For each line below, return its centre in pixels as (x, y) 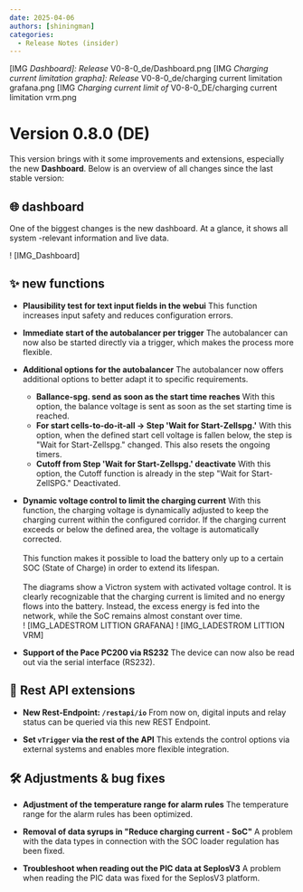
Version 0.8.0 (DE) (80, 134)
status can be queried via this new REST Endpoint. (116, 722)
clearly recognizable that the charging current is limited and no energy (154, 596)
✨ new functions (57, 284)
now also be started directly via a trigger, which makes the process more (158, 342)
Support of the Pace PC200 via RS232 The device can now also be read (158, 653)
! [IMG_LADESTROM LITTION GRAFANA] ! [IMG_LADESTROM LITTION (153, 625)
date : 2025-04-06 (42, 18)
